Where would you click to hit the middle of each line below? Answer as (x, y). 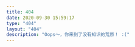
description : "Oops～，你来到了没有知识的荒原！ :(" (68, 35)
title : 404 (20, 12)
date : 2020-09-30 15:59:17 (40, 18)
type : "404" (21, 23)
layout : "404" (24, 29)
